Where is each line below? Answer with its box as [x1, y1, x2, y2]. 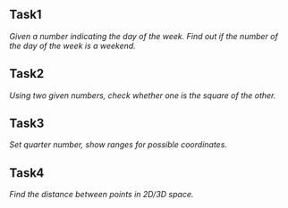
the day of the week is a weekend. [9, 40, 136, 51]
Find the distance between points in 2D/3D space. [9, 189, 194, 200]
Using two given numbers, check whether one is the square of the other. [9, 89, 276, 101]
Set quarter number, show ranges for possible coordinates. [9, 139, 228, 150]
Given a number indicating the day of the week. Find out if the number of [9, 30, 279, 41]
